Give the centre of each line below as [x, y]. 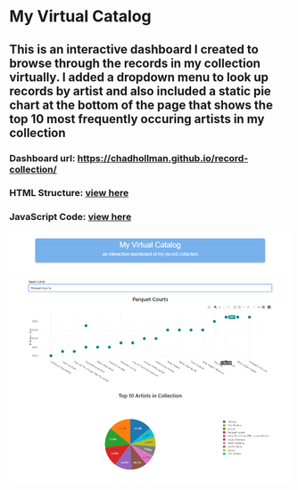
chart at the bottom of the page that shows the [141, 105]
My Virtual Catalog [80, 16]
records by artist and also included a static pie [141, 91]
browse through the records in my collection [135, 63]
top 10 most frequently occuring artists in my [137, 119]
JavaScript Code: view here [70, 217]
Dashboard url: [42, 158]
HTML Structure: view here [69, 193]
